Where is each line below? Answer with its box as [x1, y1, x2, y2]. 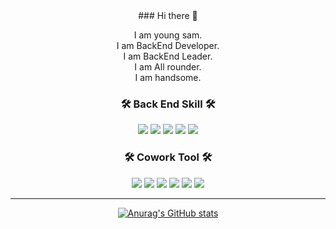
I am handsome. [134, 72, 202, 83]
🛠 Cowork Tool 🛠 [124, 150, 212, 164]
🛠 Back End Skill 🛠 [120, 97, 216, 111]
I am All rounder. [134, 61, 202, 73]
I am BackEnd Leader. [123, 50, 213, 62]
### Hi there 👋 [138, 10, 198, 21]
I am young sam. [133, 29, 203, 41]
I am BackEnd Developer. [116, 40, 220, 51]
